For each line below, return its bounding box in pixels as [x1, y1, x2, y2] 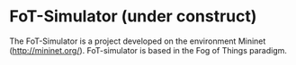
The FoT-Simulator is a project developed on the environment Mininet [9, 36, 266, 46]
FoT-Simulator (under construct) [9, 6, 257, 27]
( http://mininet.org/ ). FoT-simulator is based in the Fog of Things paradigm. [9, 45, 288, 55]
